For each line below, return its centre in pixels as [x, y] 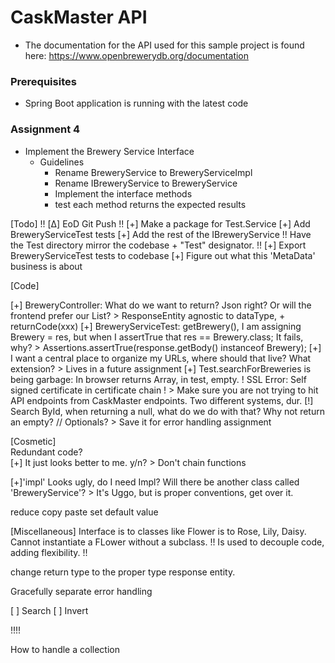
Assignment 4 [45, 129]
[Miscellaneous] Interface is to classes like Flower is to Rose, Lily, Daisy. [158, 531]
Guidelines [62, 162]
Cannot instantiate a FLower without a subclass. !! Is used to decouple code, [167, 542]
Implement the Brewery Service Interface [109, 151]
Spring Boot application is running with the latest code [136, 103]
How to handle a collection [65, 649]
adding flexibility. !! [49, 552]
